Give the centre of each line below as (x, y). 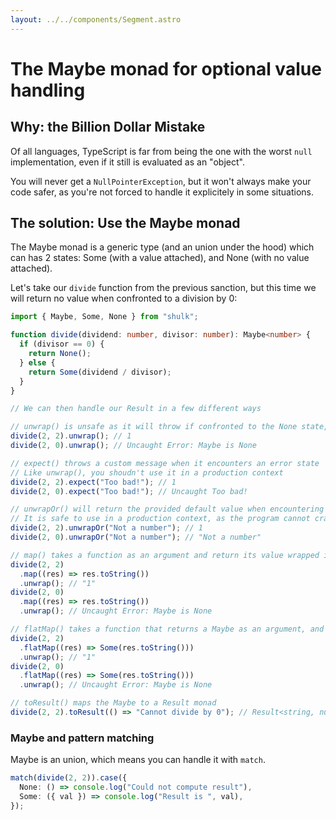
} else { (37, 362)
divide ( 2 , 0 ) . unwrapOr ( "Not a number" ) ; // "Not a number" (136, 537)
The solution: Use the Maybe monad (125, 223)
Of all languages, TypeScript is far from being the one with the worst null (161, 151)
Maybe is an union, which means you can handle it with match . (138, 760)
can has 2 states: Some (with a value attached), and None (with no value (160, 258)
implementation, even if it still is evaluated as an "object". (127, 162)
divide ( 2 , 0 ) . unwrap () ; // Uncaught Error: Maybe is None (133, 446)
